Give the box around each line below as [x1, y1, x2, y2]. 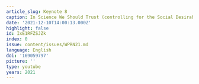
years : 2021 [6, 69, 36, 75]
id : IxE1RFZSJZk [6, 31, 46, 37]
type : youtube [6, 63, 41, 70]
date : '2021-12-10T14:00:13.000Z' [6, 20, 92, 25]
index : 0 [6, 36, 28, 42]
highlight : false [6, 25, 49, 31]
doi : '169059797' [6, 53, 49, 59]
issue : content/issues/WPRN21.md [6, 42, 89, 48]
